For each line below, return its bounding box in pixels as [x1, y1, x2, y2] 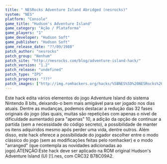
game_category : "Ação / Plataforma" [5, 26, 81, 31]
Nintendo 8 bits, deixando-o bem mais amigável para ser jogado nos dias [5, 100, 155, 106]
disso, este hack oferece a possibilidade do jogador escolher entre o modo [5, 132, 159, 138]
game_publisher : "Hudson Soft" [5, 40, 70, 45]
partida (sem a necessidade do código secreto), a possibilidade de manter [5, 121, 158, 127]
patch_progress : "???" [5, 77, 52, 82]
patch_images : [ [5, 81, 39, 86]
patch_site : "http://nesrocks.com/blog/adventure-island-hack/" [5, 58, 141, 63]
